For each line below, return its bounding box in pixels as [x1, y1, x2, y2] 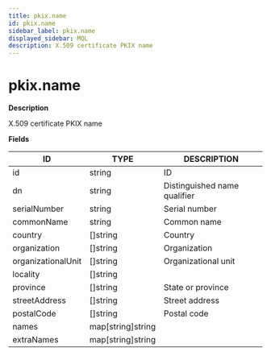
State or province [164, 282, 229, 293]
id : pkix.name [8, 19, 56, 27]
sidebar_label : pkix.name [8, 27, 95, 35]
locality [12, 269, 40, 280]
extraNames [12, 334, 59, 346]
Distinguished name [164, 180, 240, 192]
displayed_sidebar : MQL [8, 34, 89, 43]
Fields [8, 135, 30, 144]
